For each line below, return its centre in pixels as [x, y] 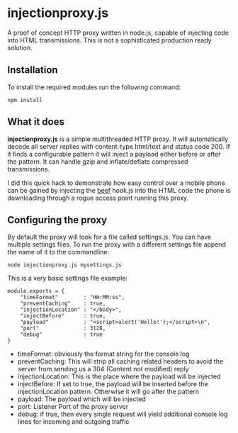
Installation [33, 70]
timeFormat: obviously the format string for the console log [103, 354]
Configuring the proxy [57, 220]
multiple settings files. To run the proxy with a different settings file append [117, 244]
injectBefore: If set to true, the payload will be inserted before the [113, 384]
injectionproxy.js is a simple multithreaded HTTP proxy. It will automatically [118, 139]
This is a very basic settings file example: [68, 279]
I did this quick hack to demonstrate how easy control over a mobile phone [116, 183]
